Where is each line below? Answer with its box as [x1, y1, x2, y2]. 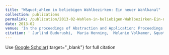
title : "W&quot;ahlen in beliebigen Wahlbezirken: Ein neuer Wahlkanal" [5, 7, 161, 12]
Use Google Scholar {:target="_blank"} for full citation [5, 44, 116, 50]
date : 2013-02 [5, 21, 35, 26]
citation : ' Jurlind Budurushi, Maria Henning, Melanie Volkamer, [5, 30, 152, 35]
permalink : [5, 16, 28, 21]
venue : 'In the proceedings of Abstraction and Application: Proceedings [5, 26, 163, 31]
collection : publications [5, 12, 59, 17]
